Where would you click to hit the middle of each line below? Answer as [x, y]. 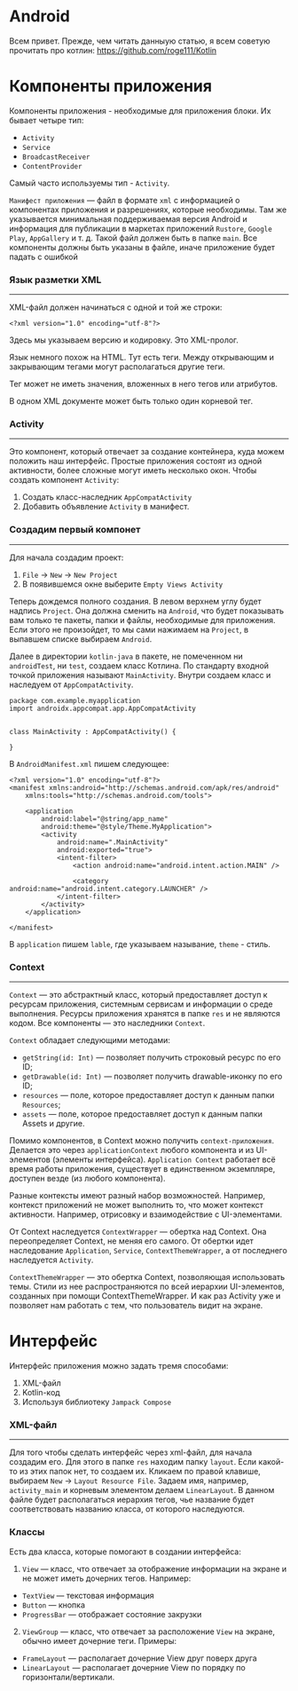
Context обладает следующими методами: [90, 1040]
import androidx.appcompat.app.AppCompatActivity [103, 708]
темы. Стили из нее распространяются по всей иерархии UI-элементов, [147, 1287]
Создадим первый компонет [75, 530]
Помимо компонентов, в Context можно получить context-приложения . [142, 1141]
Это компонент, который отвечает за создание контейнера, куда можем [147, 452]
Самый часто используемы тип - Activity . [90, 183]
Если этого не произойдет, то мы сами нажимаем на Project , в [129, 629]
